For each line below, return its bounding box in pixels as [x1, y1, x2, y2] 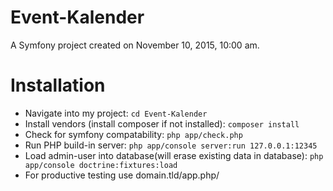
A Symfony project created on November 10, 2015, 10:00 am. [10, 39, 260, 51]
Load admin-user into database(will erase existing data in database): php [24, 149, 324, 161]
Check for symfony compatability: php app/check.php [24, 128, 243, 140]
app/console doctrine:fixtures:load [24, 160, 178, 170]
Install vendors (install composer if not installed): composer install [24, 117, 300, 130]
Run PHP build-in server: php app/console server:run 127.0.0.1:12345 [24, 139, 318, 151]
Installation [10, 74, 106, 97]
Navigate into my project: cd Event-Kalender [24, 107, 208, 119]
